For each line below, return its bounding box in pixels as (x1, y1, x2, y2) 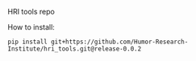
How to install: (7, 22, 56, 31)
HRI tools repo (7, 7, 56, 16)
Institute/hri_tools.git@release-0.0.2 (7, 45, 142, 53)
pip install (7, 38, 48, 46)
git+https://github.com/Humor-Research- (50, 38, 189, 46)
